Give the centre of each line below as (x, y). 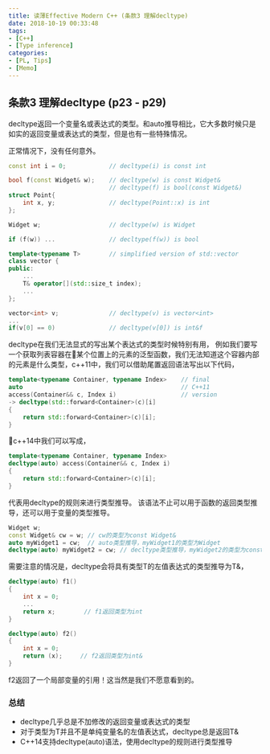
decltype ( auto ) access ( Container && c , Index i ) (90, 464)
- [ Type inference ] (41, 46)
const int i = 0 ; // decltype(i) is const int (107, 166)
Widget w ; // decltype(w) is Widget (102, 225)
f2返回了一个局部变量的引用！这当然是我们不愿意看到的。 (103, 679)
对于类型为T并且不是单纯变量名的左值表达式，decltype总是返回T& (129, 731)
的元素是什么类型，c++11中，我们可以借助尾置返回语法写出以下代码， (123, 365)
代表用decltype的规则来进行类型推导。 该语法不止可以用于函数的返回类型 (129, 502)
